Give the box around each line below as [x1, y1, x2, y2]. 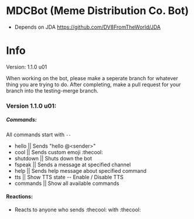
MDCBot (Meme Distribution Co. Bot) [6, 4, 189, 18]
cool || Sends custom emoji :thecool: [14, 148, 103, 156]
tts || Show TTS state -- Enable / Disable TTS [14, 173, 124, 180]
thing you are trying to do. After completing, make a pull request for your [6, 81, 181, 88]
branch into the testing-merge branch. [6, 87, 98, 94]
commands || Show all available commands [14, 180, 120, 187]
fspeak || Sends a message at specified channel [14, 161, 131, 168]
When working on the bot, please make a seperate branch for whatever [6, 74, 178, 81]
